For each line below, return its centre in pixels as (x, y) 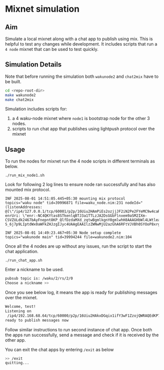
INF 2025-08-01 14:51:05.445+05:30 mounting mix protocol (65, 199)
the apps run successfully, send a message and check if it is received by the (82, 335)
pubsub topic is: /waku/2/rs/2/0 (39, 278)
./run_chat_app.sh (24, 260)
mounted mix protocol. (28, 190)
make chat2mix (20, 100)
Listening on (18, 311)
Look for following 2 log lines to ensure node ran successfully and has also (80, 185)
